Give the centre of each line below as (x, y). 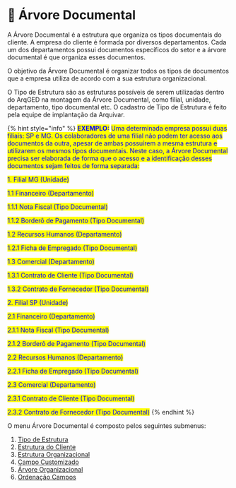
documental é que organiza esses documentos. (77, 57)
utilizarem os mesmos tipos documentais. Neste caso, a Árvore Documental (118, 150)
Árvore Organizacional (50, 469)
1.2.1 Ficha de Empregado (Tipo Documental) (72, 248)
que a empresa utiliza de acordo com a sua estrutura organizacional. (107, 78)
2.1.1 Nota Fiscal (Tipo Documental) (58, 330)
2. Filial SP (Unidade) (38, 302)
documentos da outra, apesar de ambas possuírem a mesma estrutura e (112, 143)
